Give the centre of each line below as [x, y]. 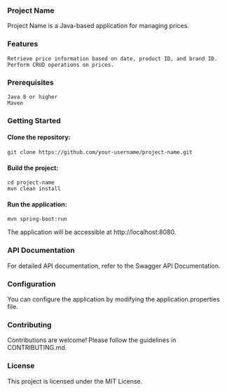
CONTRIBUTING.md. [37, 348]
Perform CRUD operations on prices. [61, 65]
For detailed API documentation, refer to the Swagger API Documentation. [114, 266]
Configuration [32, 284]
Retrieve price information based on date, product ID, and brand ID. [112, 58]
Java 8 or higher [33, 97]
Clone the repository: [39, 137]
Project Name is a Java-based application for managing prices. [98, 26]
